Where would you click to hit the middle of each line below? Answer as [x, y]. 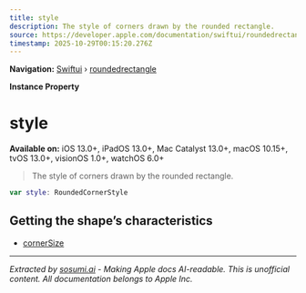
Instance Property [45, 86]
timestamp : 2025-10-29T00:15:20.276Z [81, 43]
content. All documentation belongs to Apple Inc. [101, 278]
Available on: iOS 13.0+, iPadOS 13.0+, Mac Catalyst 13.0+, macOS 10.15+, [149, 149]
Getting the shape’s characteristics [111, 221]
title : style [34, 18]
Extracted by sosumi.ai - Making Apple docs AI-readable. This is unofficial [149, 268]
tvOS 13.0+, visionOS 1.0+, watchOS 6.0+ [87, 158]
